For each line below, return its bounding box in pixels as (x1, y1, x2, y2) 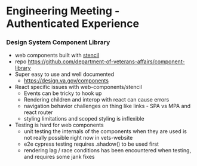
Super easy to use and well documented (14, 70, 115, 78)
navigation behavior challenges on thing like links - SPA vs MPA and (23, 103, 191, 110)
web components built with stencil (14, 52, 100, 59)
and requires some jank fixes (23, 153, 95, 161)
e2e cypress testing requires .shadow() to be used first (23, 140, 159, 147)
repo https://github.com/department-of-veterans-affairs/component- (14, 58, 185, 65)
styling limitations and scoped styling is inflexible (23, 115, 144, 122)
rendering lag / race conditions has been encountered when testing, (23, 147, 192, 154)
